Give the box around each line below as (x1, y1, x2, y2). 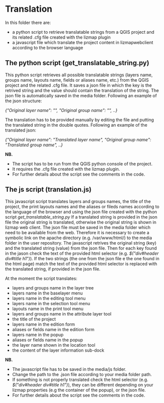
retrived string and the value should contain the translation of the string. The (5, 87, 159, 93)
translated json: (5, 127, 37, 133)
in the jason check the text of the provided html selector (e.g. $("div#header (5, 250, 159, 256)
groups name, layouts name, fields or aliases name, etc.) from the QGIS (5, 77, 149, 83)
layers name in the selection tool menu (12, 300, 91, 306)
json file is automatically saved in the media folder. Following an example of (5, 92, 157, 98)
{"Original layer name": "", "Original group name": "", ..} (5, 107, 117, 113)
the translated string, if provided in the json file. (5, 266, 101, 272)
